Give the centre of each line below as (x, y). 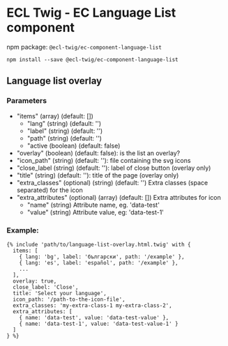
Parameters (26, 101)
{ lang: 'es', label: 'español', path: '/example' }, (99, 262)
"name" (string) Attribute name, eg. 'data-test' (93, 205)
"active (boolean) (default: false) (74, 146)
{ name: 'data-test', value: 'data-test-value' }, (94, 317)
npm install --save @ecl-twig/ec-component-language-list (92, 60)
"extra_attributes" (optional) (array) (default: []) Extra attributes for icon (119, 197)
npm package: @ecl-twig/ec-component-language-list (84, 47)
